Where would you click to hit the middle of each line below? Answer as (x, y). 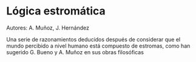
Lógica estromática (56, 11)
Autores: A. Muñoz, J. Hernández (48, 28)
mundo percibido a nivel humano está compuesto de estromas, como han (98, 46)
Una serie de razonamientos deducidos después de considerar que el (93, 39)
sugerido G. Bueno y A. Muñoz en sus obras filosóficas (75, 52)
